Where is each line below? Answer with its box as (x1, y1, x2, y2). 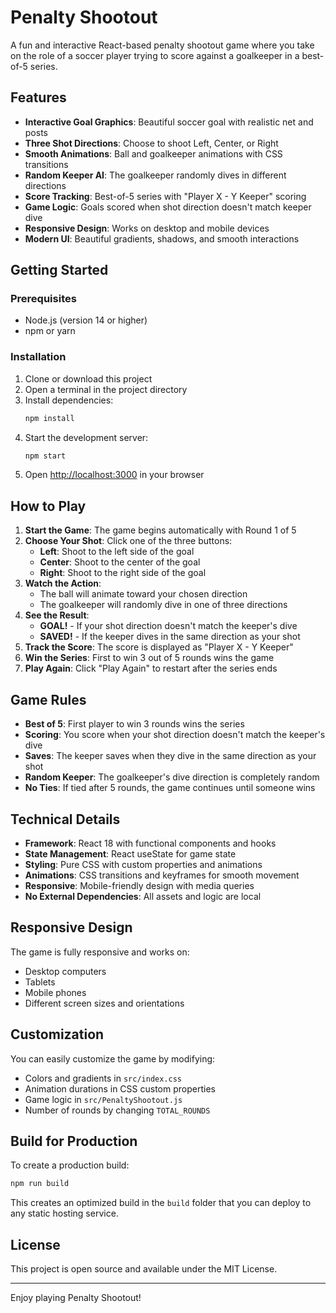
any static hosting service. (10, 1207, 119, 1220)
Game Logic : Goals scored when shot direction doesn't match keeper (24, 201, 312, 213)
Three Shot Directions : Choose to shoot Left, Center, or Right (24, 137, 279, 149)
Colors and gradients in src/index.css (24, 1072, 183, 1084)
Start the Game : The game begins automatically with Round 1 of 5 (24, 524, 297, 536)
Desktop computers (24, 965, 107, 977)
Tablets (24, 976, 56, 988)
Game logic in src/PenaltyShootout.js (24, 1093, 183, 1105)
